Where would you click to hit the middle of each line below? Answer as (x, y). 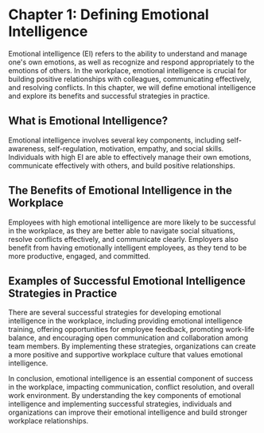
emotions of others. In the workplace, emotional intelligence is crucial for (128, 70)
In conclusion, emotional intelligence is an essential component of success (131, 379)
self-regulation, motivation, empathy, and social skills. (136, 148)
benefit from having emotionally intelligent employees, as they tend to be (128, 248)
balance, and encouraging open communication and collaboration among (128, 338)
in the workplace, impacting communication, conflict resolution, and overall (131, 387)
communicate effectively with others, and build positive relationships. (122, 166)
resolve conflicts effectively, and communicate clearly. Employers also (123, 239)
